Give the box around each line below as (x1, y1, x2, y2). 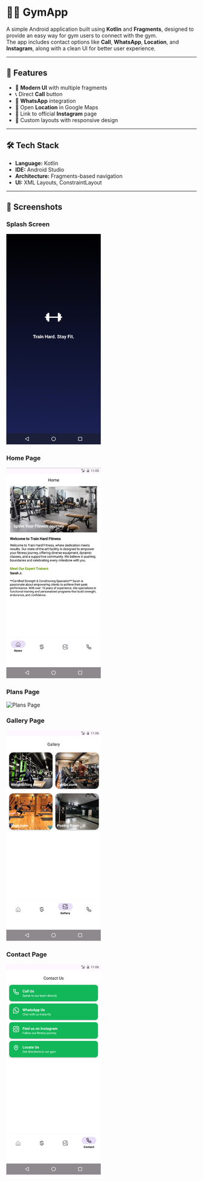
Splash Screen (6, 220, 50, 228)
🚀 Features (6, 68, 48, 78)
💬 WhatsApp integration (14, 97, 76, 105)
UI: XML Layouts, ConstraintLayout (14, 178, 102, 186)
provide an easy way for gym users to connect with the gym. (6, 31, 158, 39)
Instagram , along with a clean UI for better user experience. (6, 45, 156, 52)
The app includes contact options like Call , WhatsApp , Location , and (6, 38, 179, 45)
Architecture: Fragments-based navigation (14, 172, 123, 180)
